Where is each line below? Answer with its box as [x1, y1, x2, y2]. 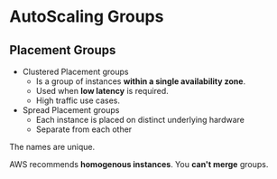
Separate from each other [35, 124, 133, 135]
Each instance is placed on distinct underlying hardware [35, 115, 245, 125]
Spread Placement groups [22, 105, 120, 115]
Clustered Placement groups [22, 66, 129, 77]
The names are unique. [9, 142, 96, 152]
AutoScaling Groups [9, 6, 164, 27]
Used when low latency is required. [35, 86, 169, 96]
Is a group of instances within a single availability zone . [35, 76, 246, 87]
